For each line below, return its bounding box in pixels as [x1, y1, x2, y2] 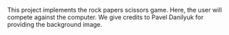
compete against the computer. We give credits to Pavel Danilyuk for [7, 13, 204, 21]
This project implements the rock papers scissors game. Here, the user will [7, 6, 223, 14]
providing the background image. [7, 21, 103, 28]
